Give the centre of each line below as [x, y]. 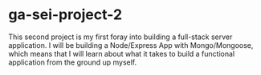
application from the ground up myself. [73, 62]
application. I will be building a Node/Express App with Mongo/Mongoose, [131, 45]
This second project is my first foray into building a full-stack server [120, 37]
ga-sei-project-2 [65, 15]
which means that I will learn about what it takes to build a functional [122, 53]
